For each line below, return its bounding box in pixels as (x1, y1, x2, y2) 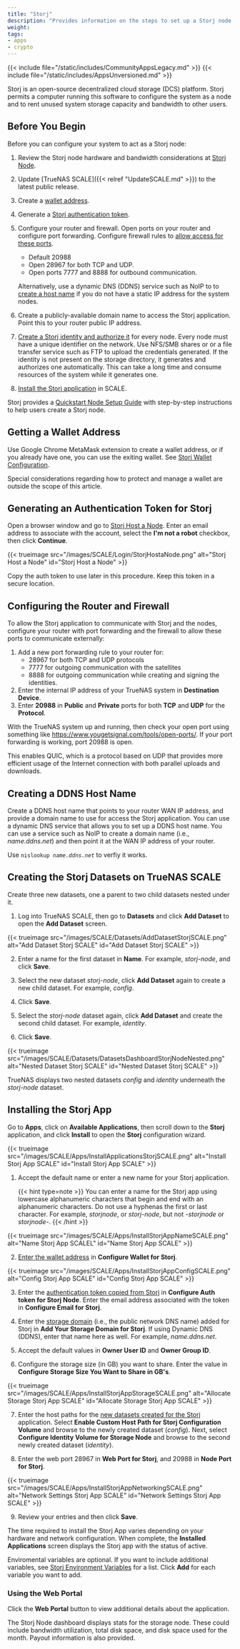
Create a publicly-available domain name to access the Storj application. (17, 311, 231, 319)
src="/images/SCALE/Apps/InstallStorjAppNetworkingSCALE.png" (7, 1483, 203, 1492)
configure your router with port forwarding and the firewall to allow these (7, 626, 222, 636)
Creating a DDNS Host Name (7, 787, 137, 800)
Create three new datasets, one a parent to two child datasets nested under (7, 890, 230, 898)
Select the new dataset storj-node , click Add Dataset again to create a (17, 976, 226, 984)
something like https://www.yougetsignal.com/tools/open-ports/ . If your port (7, 730, 233, 739)
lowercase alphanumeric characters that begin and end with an (17, 1194, 204, 1203)
